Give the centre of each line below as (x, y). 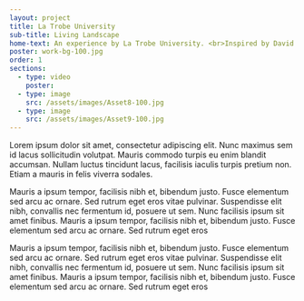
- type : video (44, 77)
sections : (28, 69)
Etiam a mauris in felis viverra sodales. (81, 175)
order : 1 (26, 60)
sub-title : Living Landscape (64, 35)
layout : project (40, 18)
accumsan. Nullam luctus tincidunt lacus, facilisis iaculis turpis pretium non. (151, 165)
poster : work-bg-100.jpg (56, 52)
